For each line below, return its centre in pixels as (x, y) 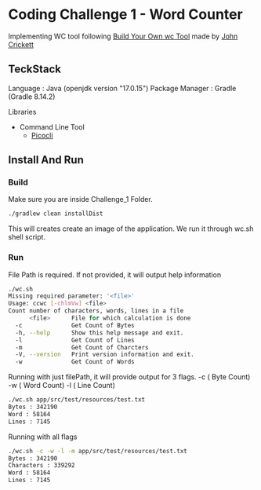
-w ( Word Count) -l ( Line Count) (62, 386)
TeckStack (34, 69)
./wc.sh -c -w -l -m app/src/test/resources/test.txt (98, 451)
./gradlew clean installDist (56, 214)
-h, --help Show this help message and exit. (100, 333)
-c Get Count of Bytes (75, 325)
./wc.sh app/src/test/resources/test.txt (77, 400)
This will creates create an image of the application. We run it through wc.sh (131, 229)
